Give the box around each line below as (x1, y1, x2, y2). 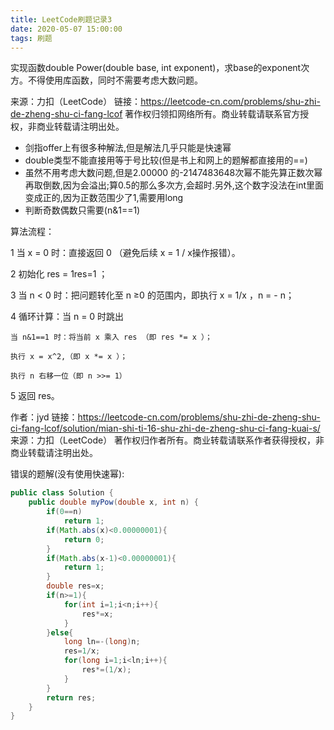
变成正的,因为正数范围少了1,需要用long (24, 192, 184, 204)
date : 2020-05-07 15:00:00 (10, 24, 123, 34)
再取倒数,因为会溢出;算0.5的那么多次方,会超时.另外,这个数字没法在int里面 (24, 179, 325, 191)
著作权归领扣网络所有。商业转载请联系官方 (124, 108, 301, 120)
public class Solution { (10, 488, 114, 498)
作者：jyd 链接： (10, 411, 78, 423)
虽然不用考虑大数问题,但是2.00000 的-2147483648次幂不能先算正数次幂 (24, 167, 323, 179)
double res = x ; (46, 581, 105, 591)
